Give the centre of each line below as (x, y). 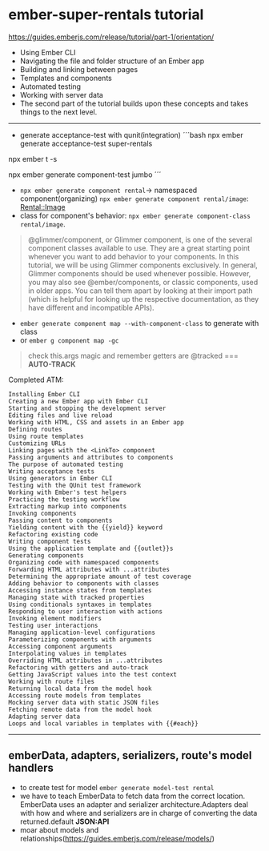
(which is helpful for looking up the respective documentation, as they (143, 299)
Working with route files (51, 681)
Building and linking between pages (79, 69)
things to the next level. (58, 112)
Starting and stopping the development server (87, 408)
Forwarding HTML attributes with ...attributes (89, 569)
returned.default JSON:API (64, 821)
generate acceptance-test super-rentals (86, 143)
